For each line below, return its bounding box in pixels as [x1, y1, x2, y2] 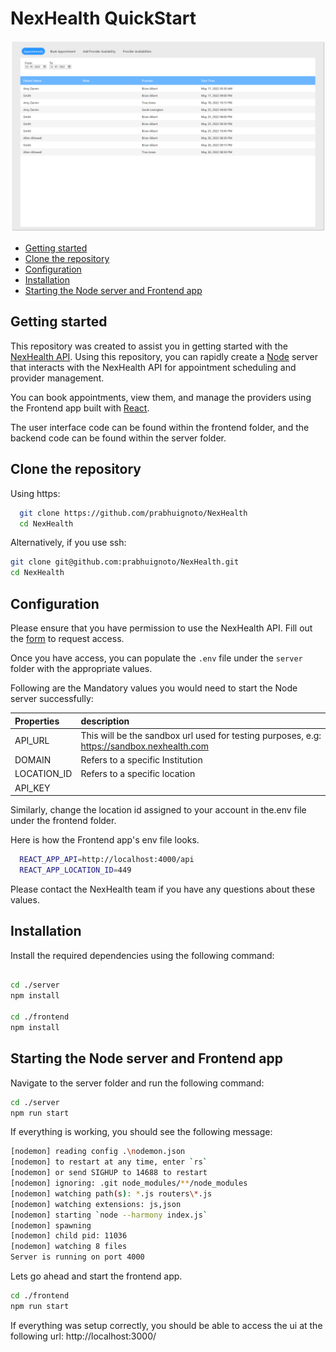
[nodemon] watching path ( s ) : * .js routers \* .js [10, 1188, 213, 1199]
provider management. [10, 372, 105, 384]
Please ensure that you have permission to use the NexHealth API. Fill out [10, 622, 313, 634]
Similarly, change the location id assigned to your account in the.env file [10, 804, 307, 816]
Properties [14, 715, 60, 727]
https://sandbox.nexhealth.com [80, 740, 209, 752]
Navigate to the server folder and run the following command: [10, 1077, 265, 1089]
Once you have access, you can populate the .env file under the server [10, 652, 303, 664]
